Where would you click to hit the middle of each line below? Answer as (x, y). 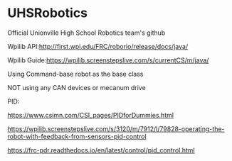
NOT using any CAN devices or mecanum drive (77, 87)
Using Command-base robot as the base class (75, 74)
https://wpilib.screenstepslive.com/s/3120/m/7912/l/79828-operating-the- (116, 128)
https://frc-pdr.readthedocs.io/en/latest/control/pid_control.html (101, 150)
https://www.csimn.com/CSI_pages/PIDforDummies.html (91, 115)
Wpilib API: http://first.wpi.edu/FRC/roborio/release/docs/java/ (98, 46)
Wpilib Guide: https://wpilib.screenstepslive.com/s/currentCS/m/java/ (108, 60)
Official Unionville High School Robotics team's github (86, 33)
